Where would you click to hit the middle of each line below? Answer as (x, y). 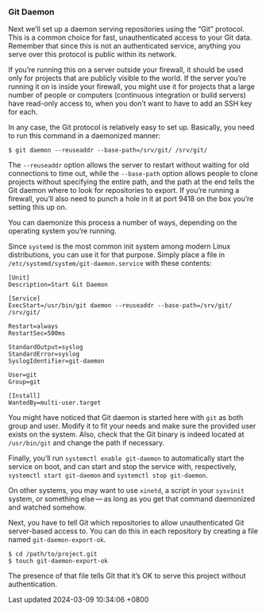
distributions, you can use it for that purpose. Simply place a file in (117, 255)
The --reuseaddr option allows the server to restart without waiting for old (129, 165)
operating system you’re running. (62, 231)
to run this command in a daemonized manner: (85, 136)
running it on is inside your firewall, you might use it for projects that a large (132, 87)
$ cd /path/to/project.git (53, 554)
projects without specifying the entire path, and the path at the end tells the (131, 182)
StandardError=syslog (44, 354)
